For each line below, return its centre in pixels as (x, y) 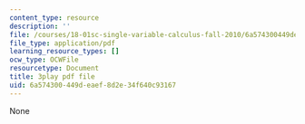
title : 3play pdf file (52, 77)
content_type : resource (54, 18)
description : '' (40, 26)
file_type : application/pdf (63, 43)
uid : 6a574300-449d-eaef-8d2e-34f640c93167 (93, 85)
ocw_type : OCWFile (44, 60)
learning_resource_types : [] (64, 52)
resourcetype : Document (54, 69)
